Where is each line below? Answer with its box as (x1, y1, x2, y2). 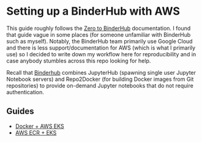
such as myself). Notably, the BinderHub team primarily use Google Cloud (6, 37, 193, 45)
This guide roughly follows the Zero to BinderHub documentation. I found (6, 24, 191, 32)
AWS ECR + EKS (15, 129, 57, 136)
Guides (6, 106, 35, 117)
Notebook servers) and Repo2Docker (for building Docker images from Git (6, 75, 194, 83)
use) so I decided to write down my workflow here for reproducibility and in (6, 50, 196, 58)
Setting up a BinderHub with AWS (6, 4, 181, 18)
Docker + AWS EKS (15, 122, 64, 130)
